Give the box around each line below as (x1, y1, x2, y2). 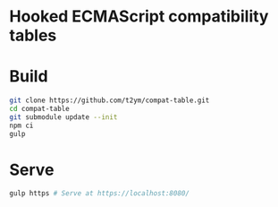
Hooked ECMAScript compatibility (9, 6, 269, 27)
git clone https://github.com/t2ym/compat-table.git (9, 96, 210, 105)
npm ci (9, 121, 34, 130)
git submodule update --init (9, 112, 118, 122)
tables (9, 25, 57, 46)
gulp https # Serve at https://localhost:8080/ (9, 189, 190, 198)
